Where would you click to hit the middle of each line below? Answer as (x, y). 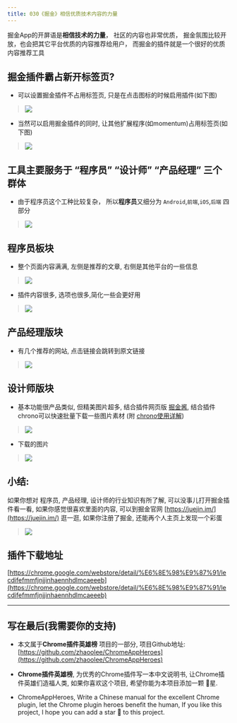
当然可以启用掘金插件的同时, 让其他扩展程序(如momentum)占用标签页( (120, 124)
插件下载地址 (35, 555)
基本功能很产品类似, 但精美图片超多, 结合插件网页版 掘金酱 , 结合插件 (116, 406)
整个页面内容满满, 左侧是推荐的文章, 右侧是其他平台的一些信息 (108, 266)
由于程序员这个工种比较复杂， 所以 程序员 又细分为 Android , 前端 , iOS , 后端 (120, 201)
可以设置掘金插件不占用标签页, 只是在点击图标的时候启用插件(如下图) (117, 95)
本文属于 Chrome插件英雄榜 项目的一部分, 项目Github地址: (101, 645)
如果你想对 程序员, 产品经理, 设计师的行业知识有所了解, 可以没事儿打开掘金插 (119, 500)
